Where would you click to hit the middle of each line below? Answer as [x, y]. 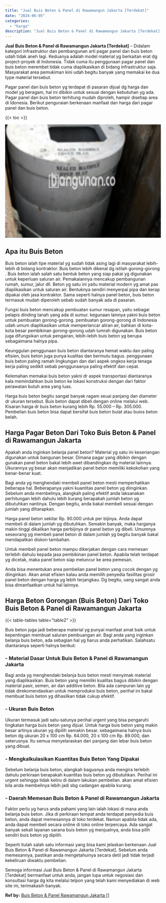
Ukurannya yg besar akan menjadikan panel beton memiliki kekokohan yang [82, 468]
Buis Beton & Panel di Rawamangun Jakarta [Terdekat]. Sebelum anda [77, 850]
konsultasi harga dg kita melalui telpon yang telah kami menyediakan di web [82, 881]
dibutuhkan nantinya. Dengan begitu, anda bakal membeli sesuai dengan [79, 504]
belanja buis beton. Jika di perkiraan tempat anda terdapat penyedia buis [79, 814]
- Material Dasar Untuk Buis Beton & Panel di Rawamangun [77, 658]
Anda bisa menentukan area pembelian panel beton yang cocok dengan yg [82, 569]
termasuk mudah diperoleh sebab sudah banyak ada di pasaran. [70, 300]
